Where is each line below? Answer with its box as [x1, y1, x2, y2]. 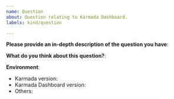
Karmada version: [14, 75, 58, 82]
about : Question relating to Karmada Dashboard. [6, 14, 128, 20]
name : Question [6, 8, 44, 15]
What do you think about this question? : [6, 52, 106, 60]
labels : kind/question [6, 19, 62, 25]
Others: [14, 88, 34, 95]
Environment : [6, 64, 40, 71]
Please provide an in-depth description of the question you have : [6, 41, 169, 48]
